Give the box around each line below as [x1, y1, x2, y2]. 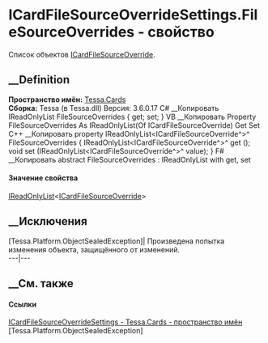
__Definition [8, 73, 70, 87]
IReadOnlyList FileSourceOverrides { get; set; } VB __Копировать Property [8, 112, 257, 121]
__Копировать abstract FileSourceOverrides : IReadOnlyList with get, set [8, 155, 251, 164]
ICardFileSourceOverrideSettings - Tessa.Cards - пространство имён [8, 317, 243, 327]
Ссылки [8, 299, 37, 309]
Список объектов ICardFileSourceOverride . [8, 49, 155, 59]
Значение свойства [8, 173, 79, 183]
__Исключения [8, 214, 87, 228]
